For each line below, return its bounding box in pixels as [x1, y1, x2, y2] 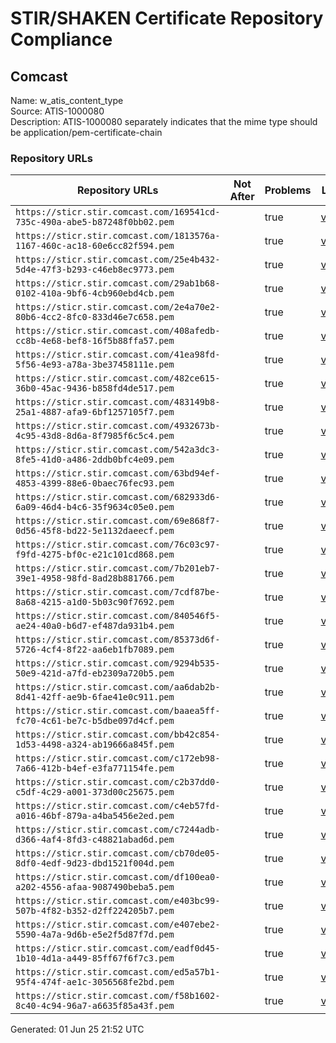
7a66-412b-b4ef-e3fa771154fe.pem [15, 763, 175, 774]
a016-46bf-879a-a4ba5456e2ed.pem [15, 810, 175, 822]
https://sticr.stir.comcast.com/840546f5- [15, 610, 221, 622]
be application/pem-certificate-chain [10, 127, 163, 138]
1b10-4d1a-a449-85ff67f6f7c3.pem [15, 953, 175, 964]
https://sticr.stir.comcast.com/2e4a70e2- [15, 302, 221, 313]
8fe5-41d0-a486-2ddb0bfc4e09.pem [15, 454, 175, 466]
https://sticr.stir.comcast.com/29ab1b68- [15, 278, 221, 289]
